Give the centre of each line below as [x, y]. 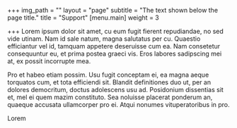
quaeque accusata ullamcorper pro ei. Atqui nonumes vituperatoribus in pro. [118, 104]
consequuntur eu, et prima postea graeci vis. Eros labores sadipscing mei [115, 53]
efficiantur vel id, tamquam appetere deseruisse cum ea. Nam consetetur [114, 46]
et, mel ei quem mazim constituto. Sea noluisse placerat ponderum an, [110, 97]
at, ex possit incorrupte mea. [49, 61]
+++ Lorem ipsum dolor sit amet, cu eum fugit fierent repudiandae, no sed [116, 31]
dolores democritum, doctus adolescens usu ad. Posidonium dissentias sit [116, 90]
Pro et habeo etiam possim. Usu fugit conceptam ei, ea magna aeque [108, 75]
